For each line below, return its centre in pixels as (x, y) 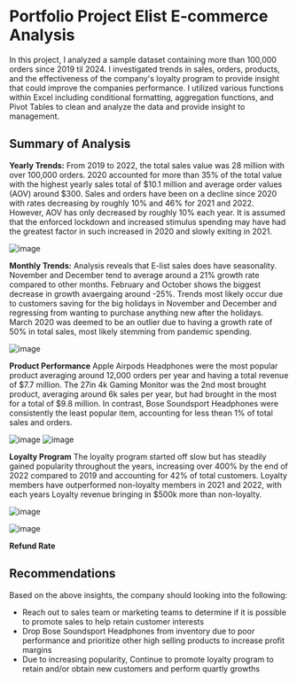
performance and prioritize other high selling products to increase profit (153, 640)
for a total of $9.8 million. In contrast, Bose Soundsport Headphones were (144, 403)
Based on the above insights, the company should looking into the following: (148, 594)
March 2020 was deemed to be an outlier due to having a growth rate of (141, 322)
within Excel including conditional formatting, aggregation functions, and (141, 97)
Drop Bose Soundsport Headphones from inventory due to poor (138, 631)
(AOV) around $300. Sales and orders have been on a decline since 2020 (143, 193)
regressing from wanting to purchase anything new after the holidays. (137, 313)
